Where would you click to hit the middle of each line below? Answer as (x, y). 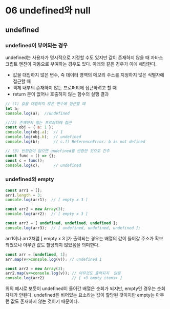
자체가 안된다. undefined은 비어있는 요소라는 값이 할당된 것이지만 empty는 (80, 295)
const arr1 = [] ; (24, 190)
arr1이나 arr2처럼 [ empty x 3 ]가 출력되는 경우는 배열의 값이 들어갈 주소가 (80, 238)
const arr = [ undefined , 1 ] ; (36, 255)
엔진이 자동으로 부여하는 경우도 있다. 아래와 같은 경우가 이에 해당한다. (88, 64)
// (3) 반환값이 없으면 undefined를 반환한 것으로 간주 (58, 151)
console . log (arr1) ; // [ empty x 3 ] (47, 200)
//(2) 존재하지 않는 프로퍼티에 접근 (38, 123)
